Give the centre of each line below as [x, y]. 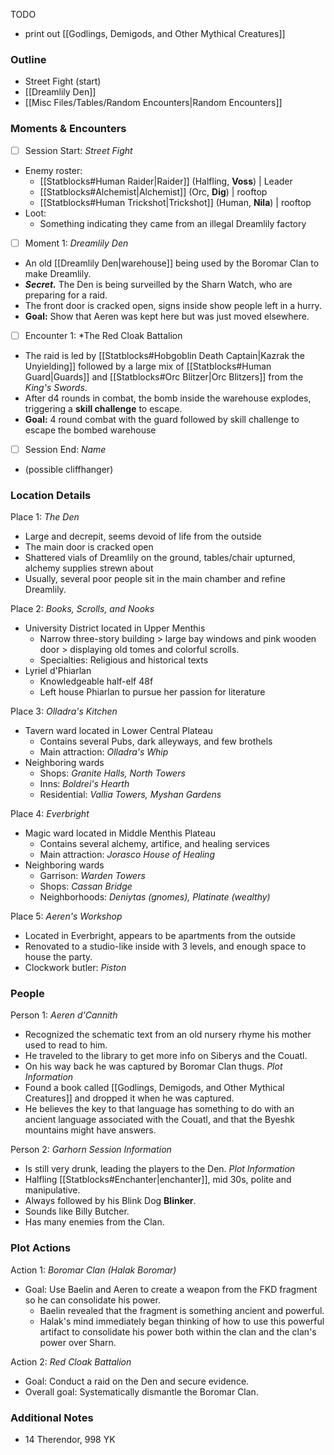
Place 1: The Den [45, 517]
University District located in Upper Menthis [115, 628]
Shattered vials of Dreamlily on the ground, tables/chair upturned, [160, 558]
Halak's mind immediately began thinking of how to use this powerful [182, 1321]
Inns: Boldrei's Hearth [84, 784]
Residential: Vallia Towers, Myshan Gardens [130, 795]
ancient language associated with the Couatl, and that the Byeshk [160, 1120]
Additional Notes [52, 1417]
